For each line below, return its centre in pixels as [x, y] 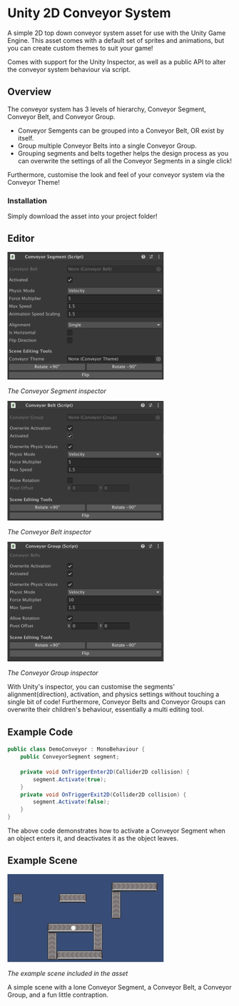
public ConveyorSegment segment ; [70, 757]
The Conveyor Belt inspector [49, 532]
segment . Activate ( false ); [72, 802]
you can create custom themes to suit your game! [80, 48]
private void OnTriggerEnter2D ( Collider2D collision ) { [105, 772]
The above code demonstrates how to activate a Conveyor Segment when [117, 831]
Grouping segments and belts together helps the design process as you [123, 153]
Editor [21, 239]
